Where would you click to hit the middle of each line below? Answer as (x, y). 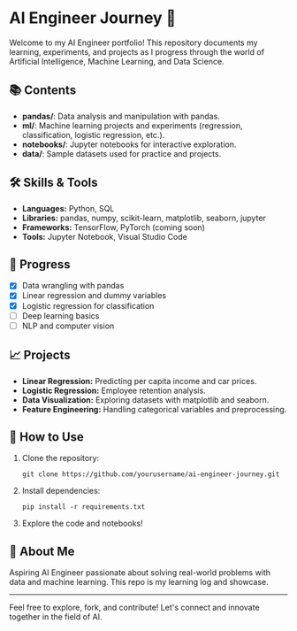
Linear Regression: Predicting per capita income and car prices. (139, 381)
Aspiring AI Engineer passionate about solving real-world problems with (140, 573)
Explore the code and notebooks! (82, 523)
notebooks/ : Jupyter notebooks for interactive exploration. (129, 144)
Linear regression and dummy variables (94, 296)
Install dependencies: (61, 491)
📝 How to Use (46, 437)
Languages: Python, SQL (68, 208)
